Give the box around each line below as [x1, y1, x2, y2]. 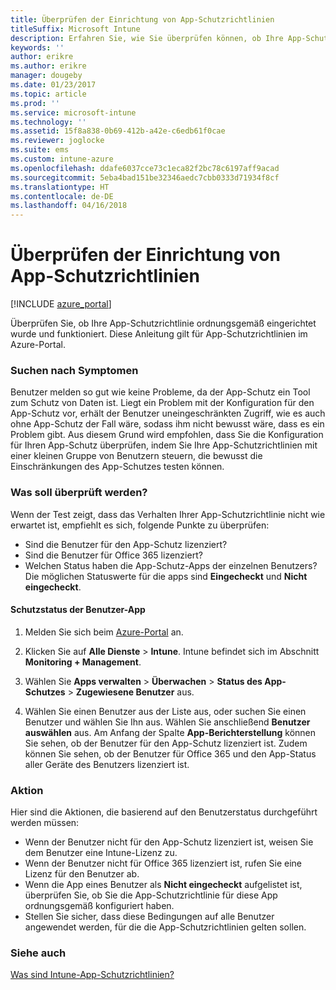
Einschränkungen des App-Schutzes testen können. [10, 461, 225, 473]
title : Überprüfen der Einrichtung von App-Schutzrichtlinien [10, 14, 275, 25]
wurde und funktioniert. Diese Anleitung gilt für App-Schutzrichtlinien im [10, 328, 308, 340]
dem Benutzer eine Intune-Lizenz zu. [24, 847, 178, 859]
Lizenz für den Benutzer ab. [24, 868, 140, 880]
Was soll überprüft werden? [10, 486, 148, 500]
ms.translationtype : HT [10, 182, 110, 192]
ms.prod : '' [10, 98, 60, 108]
